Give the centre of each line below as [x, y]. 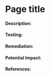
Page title [25, 9]
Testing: [14, 35]
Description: [18, 23]
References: [18, 69]
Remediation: [19, 46]
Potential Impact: [23, 57]
